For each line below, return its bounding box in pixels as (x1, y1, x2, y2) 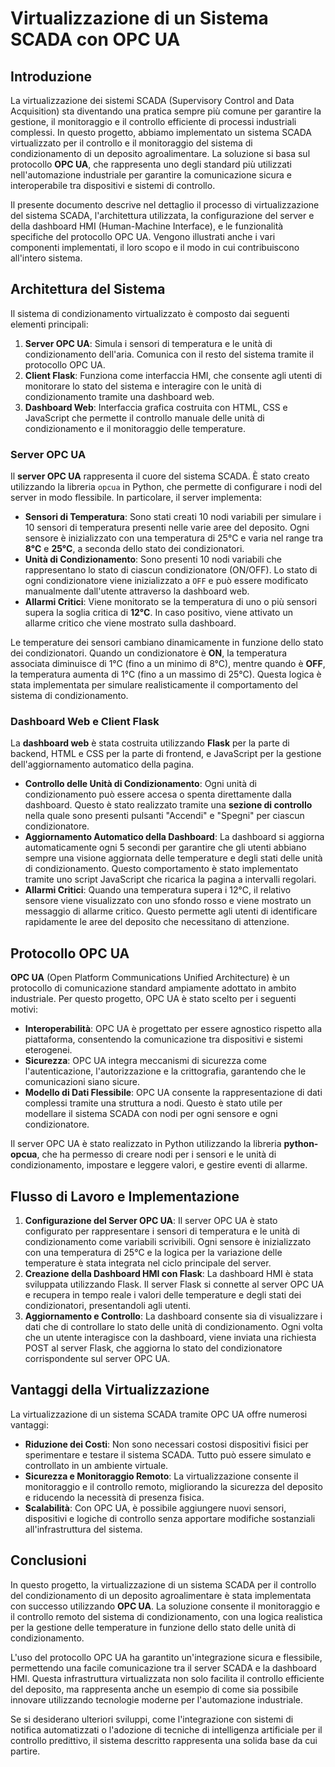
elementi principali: (10, 318, 89, 330)
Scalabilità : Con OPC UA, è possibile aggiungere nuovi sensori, (24, 1502, 287, 1514)
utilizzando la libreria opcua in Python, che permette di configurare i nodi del (10, 481, 323, 493)
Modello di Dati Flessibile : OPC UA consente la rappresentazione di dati (24, 1087, 323, 1099)
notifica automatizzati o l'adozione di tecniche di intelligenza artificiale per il (10, 1723, 323, 1736)
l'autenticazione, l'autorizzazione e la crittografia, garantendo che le (24, 1065, 307, 1077)
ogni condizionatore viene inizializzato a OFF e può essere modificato (24, 575, 309, 587)
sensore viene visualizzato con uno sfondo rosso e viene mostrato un (24, 895, 312, 907)
